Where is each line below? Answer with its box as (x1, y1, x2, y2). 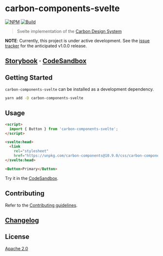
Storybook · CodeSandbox (5, 57, 87, 65)
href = (14, 153, 25, 158)
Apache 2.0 (5, 245, 28, 251)
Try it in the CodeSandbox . (5, 175, 59, 181)
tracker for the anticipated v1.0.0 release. (5, 43, 87, 48)
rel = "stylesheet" (14, 149, 49, 154)
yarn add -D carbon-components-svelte (5, 96, 83, 101)
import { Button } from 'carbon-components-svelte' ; (9, 127, 118, 131)
